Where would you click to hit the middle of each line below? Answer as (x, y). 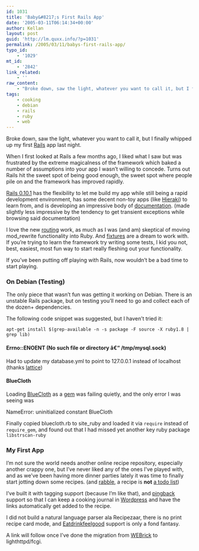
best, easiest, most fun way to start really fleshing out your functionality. (94, 249)
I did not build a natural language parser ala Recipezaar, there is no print (94, 518)
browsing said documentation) (44, 218)
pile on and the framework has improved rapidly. (65, 182)
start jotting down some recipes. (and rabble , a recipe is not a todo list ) (93, 482)
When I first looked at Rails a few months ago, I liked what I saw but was (94, 156)
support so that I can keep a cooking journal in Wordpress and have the (93, 500)
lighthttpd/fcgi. (24, 542)
